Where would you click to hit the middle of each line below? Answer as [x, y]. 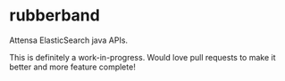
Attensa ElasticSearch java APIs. [68, 40]
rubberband [54, 16]
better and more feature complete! [72, 67]
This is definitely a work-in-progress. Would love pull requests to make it [142, 57]
